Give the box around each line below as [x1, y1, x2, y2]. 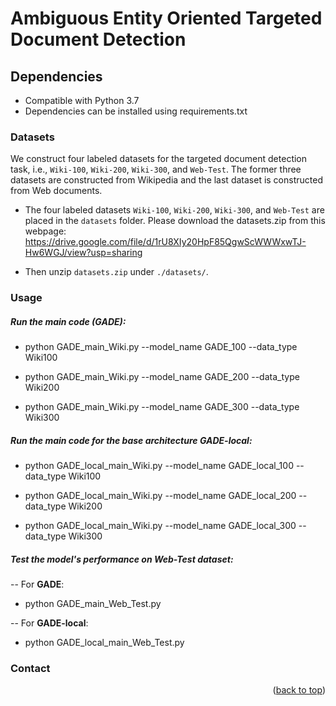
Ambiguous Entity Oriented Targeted [10, 7, 323, 30]
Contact [10, 662, 51, 676]
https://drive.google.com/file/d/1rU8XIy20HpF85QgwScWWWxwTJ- [24, 236, 307, 248]
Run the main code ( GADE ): [10, 315, 127, 327]
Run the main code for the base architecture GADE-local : [10, 434, 253, 446]
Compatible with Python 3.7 [24, 95, 140, 106]
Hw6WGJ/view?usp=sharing [24, 247, 143, 259]
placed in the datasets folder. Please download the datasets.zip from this [24, 215, 326, 227]
